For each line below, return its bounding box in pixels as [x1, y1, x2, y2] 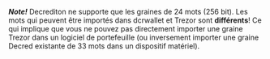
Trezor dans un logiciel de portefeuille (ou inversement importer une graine [8, 32, 259, 42]
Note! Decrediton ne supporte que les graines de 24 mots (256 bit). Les [8, 7, 249, 16]
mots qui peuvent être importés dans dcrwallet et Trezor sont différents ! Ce [8, 15, 262, 25]
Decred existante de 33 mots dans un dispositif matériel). [8, 41, 200, 51]
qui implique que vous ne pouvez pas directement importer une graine [8, 24, 243, 33]
